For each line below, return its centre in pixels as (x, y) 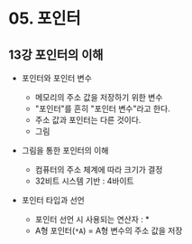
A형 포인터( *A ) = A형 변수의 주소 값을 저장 (109, 230)
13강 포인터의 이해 (56, 55)
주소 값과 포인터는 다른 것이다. (88, 120)
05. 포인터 (45, 19)
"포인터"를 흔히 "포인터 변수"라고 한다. (102, 108)
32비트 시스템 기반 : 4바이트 (84, 181)
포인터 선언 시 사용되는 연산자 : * (92, 219)
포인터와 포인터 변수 (56, 78)
